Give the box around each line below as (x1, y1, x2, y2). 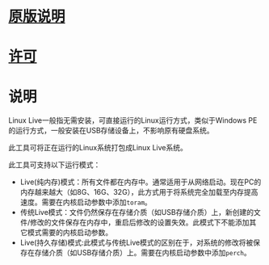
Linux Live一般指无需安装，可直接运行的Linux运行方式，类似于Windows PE (8, 116, 258, 125)
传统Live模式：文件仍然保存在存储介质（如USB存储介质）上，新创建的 (19, 208, 254, 217)
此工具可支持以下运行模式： (8, 160, 101, 170)
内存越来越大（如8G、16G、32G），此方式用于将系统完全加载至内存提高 (19, 187, 258, 197)
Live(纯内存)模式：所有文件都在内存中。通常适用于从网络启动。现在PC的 (19, 177, 262, 187)
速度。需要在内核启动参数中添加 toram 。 (19, 197, 152, 207)
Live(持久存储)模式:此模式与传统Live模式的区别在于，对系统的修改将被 (19, 238, 254, 247)
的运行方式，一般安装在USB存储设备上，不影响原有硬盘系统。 (8, 126, 214, 136)
